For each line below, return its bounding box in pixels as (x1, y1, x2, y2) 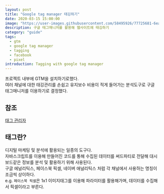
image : (5, 21, 19, 26)
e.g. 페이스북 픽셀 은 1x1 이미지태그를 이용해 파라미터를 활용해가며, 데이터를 (5, 177, 145, 183)
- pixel (9, 57, 25, 62)
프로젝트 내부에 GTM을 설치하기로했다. (5, 76, 79, 82)
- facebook (9, 52, 32, 58)
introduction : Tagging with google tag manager (5, 62, 104, 66)
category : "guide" (5, 30, 42, 35)
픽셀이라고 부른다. (10, 184, 44, 190)
